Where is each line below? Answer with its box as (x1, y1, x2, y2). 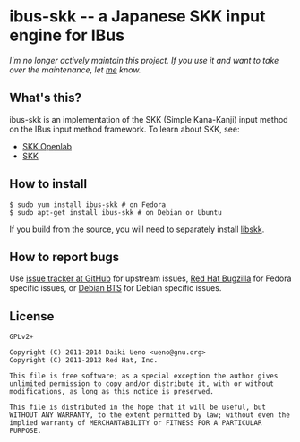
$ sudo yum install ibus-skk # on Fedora (9, 200, 167, 209)
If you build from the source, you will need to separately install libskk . (9, 224, 265, 234)
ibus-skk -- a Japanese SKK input (9, 6, 266, 27)
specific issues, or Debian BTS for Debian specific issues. (9, 283, 222, 293)
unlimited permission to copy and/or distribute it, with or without (9, 379, 275, 388)
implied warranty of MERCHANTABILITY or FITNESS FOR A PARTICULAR (9, 419, 262, 428)
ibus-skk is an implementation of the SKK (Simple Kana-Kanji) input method (9, 114, 288, 124)
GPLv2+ (9, 333, 34, 342)
